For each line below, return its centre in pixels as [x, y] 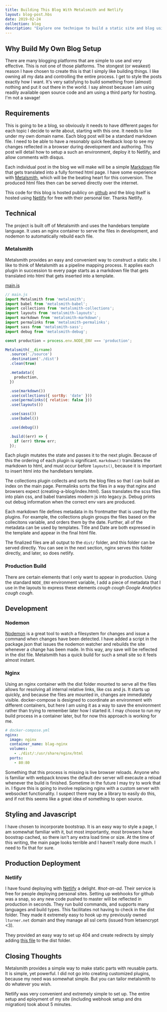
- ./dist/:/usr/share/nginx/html [49, 754]
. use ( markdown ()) [28, 391]
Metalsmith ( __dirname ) [29, 350]
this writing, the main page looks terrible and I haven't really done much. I [80, 842]
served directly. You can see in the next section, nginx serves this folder [79, 548]
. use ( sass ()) [23, 414]
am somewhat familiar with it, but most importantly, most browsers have [79, 832]
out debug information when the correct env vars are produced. [70, 502]
